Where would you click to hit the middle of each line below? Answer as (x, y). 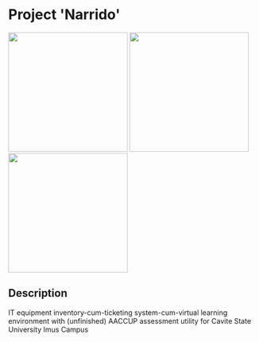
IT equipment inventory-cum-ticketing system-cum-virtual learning (118, 313)
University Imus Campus (48, 329)
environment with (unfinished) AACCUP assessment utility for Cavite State (130, 321)
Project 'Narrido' (64, 15)
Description (38, 293)
